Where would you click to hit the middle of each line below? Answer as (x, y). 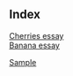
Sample (23, 62)
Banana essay (34, 45)
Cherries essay (36, 35)
